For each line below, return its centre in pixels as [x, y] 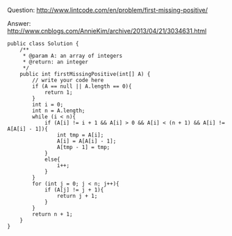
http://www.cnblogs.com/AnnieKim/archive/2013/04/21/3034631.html [107, 31]
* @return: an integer [56, 62]
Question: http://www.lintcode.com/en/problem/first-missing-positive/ [108, 10]
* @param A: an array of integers [73, 56]
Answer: [19, 23]
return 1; [58, 93]
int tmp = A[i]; [80, 135]
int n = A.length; [59, 111]
